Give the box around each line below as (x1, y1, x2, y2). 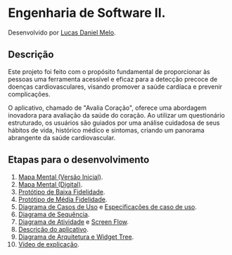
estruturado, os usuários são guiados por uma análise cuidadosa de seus (8, 118, 220, 127)
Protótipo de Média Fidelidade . (18, 195, 108, 204)
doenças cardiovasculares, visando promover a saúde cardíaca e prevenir (8, 82, 223, 91)
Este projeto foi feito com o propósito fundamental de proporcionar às (8, 67, 210, 75)
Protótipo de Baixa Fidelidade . (18, 187, 105, 196)
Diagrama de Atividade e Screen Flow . (18, 217, 129, 226)
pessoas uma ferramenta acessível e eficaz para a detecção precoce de (8, 75, 218, 83)
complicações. (8, 89, 51, 98)
